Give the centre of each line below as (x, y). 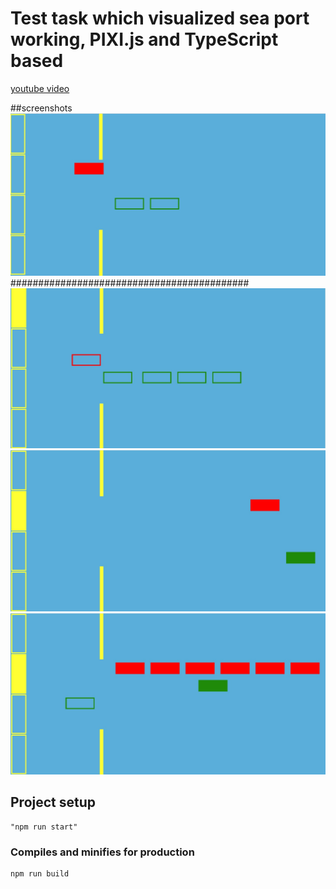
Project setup (53, 802)
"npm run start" (44, 827)
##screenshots (41, 108)
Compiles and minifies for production (102, 852)
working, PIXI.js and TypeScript (144, 39)
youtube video (40, 88)
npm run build (40, 874)
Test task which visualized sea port (160, 18)
